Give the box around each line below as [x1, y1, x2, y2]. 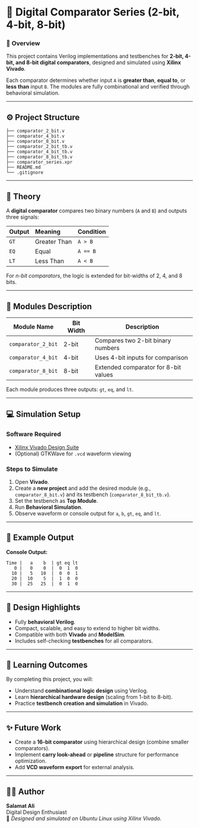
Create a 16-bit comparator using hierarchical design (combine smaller [14, 738, 189, 745]
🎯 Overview [6, 39, 40, 48]
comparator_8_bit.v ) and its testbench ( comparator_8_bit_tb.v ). [14, 490, 171, 498]
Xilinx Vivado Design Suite [14, 443, 79, 451]
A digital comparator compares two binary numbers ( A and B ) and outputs [6, 207, 188, 215]
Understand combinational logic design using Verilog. [14, 687, 148, 694]
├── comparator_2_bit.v [6, 128, 65, 134]
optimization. [14, 757, 47, 764]
